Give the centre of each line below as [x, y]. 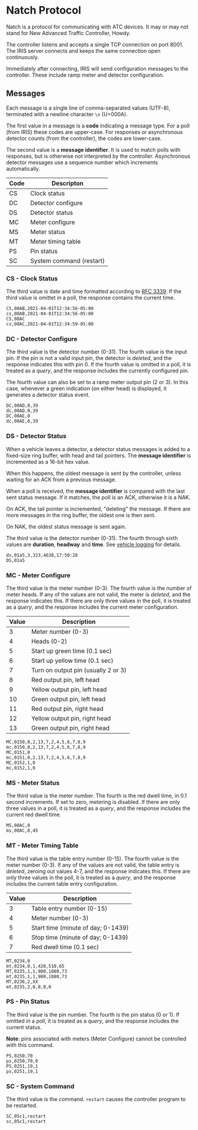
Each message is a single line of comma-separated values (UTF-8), [88, 108]
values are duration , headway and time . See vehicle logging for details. [94, 544]
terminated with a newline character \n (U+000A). [67, 114]
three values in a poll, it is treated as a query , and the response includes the [98, 808]
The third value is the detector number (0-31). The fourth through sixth [92, 538]
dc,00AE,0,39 [22, 422]
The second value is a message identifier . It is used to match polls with [93, 149]
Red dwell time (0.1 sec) [65, 947]
